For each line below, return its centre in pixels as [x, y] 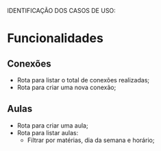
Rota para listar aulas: [48, 132]
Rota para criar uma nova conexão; [66, 87]
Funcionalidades [55, 38]
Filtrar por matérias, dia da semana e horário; [91, 140]
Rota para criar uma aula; [52, 125]
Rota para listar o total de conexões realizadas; [83, 80]
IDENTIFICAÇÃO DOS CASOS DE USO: [62, 11]
